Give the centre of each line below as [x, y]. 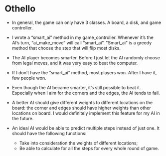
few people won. [29, 78]
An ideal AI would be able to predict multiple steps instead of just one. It [86, 128]
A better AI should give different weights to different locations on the [82, 102]
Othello [20, 9]
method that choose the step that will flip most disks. [66, 48]
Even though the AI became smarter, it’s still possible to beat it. [77, 87]
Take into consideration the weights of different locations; [79, 143]
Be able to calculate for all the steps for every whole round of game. [89, 148]
